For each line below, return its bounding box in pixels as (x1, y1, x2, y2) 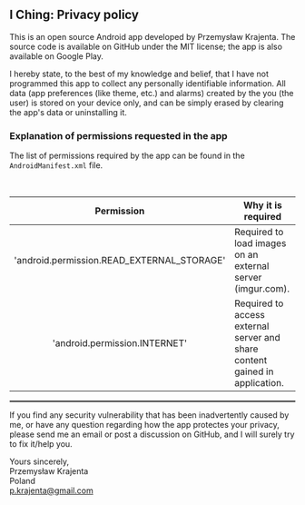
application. (234, 377, 284, 390)
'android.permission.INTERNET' (52, 337, 188, 350)
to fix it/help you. (9, 439, 73, 450)
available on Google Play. (9, 50, 104, 62)
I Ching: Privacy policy (9, 7, 139, 23)
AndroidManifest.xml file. (9, 160, 103, 171)
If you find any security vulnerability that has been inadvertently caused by (9, 410, 290, 421)
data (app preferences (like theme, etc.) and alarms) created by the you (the (9, 87, 294, 98)
